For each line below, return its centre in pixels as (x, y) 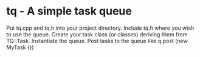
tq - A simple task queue (69, 11)
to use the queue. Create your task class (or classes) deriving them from (97, 34)
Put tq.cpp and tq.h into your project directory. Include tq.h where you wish (100, 28)
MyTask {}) (20, 47)
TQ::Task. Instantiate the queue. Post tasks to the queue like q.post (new (97, 41)
